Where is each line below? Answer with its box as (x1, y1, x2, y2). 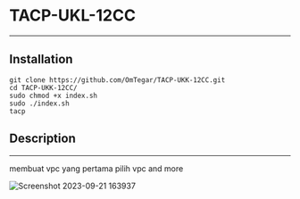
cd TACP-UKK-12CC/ (9, 83, 78, 92)
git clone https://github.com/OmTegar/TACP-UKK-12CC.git (9, 75, 226, 85)
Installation (9, 52, 73, 67)
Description (9, 131, 76, 146)
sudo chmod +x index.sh (9, 91, 98, 100)
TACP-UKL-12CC (9, 5, 137, 26)
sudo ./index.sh (9, 99, 70, 108)
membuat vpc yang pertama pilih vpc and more (9, 162, 184, 174)
